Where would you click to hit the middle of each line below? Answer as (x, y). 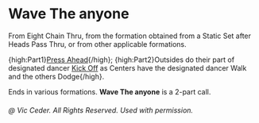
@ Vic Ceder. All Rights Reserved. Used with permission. (101, 110)
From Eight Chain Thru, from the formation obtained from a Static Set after (130, 36)
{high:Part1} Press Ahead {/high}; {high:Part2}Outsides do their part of (122, 60)
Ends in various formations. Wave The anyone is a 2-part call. (110, 91)
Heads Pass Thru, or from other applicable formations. (97, 44)
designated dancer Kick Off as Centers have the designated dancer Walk (128, 67)
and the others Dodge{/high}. (56, 76)
